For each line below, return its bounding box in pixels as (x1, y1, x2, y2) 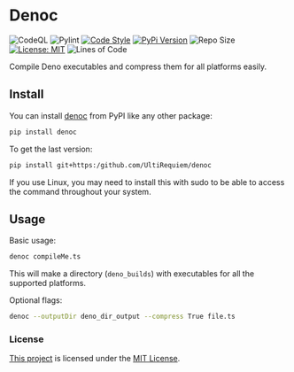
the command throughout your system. (9, 186, 152, 197)
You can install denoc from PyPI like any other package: (9, 110, 213, 120)
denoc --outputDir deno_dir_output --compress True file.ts (9, 312, 236, 322)
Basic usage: (9, 236, 57, 246)
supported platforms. (9, 278, 87, 289)
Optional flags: (9, 295, 63, 306)
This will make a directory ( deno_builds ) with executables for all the (9, 268, 255, 279)
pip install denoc (9, 128, 77, 136)
